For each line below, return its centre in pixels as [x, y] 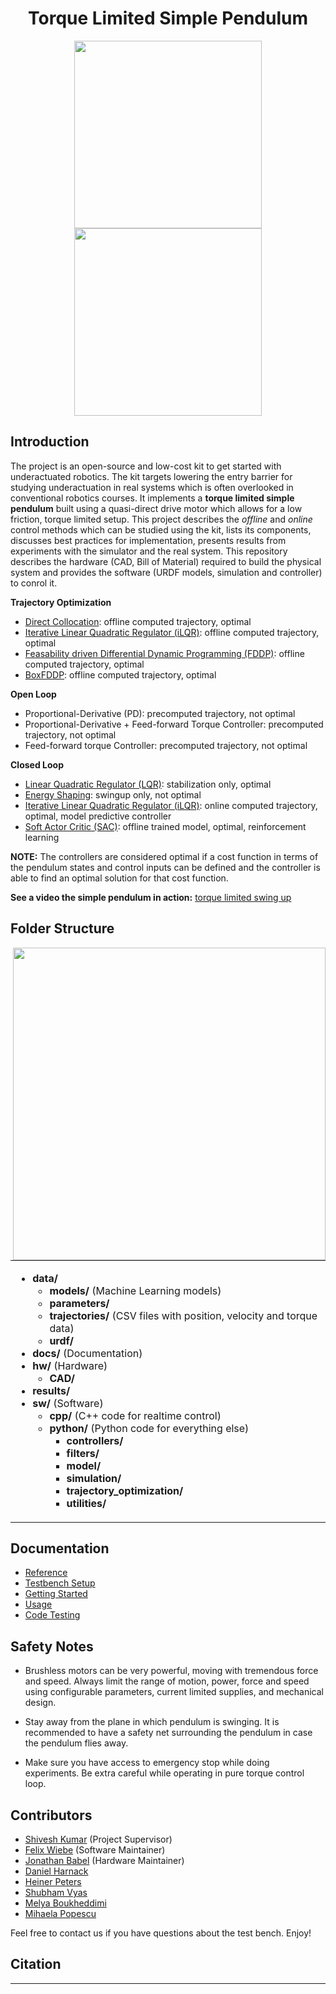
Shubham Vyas [56, 1892]
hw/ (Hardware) [70, 1365]
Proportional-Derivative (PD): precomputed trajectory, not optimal [160, 713]
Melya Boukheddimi [65, 1903]
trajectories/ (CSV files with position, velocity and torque [183, 1315]
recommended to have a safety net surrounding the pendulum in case [168, 1733]
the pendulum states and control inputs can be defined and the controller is [165, 867]
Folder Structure [62, 928]
